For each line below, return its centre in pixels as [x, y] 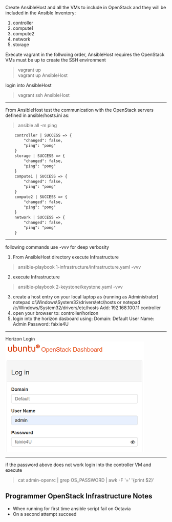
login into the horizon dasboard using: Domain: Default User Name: [83, 318]
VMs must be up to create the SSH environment [56, 60]
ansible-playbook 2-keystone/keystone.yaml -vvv [70, 287]
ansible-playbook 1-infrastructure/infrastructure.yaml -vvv [79, 267]
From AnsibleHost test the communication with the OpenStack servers [79, 110]
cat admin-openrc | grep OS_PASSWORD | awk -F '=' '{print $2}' [86, 480]
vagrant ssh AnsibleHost [44, 95]
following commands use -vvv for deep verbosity [57, 247]
